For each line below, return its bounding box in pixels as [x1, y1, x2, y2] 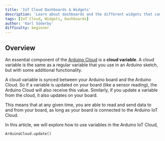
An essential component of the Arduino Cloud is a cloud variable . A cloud [5, 56, 155, 62]
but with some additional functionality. [5, 67, 82, 73]
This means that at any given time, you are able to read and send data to [5, 102, 152, 108]
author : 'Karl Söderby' [5, 21, 54, 26]
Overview [5, 44, 36, 52]
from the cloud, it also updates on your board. [5, 92, 98, 98]
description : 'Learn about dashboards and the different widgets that [5, 12, 153, 17]
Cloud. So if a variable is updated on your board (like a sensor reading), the [5, 82, 157, 87]
